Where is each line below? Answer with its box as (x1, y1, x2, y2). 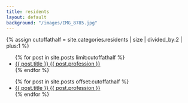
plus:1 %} (6, 42, 30, 49)
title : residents (6, 8, 50, 15)
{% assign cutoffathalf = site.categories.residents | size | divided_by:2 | (6, 36, 183, 43)
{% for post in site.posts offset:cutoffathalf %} (14, 78, 129, 85)
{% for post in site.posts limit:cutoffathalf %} (14, 54, 125, 61)
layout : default (6, 14, 47, 20)
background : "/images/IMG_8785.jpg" (6, 20, 98, 26)
